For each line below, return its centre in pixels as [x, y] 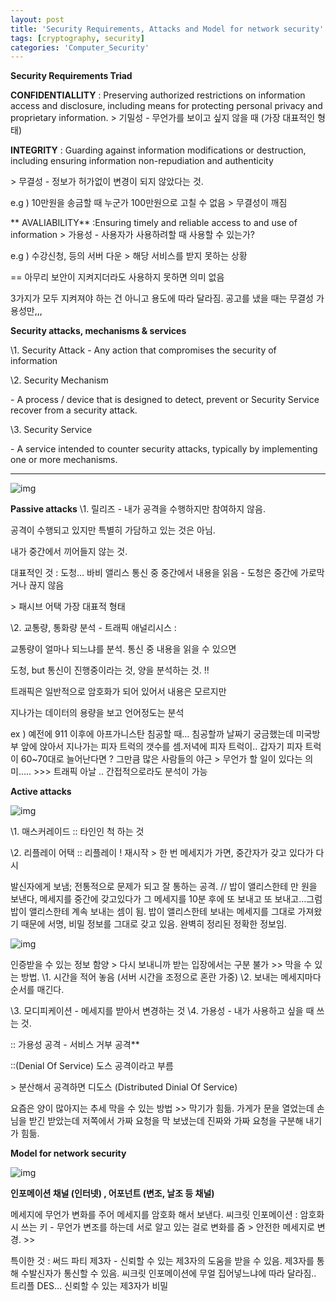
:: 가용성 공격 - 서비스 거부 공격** [75, 1045]
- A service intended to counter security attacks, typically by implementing [164, 449]
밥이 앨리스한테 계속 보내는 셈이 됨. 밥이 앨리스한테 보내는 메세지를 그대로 [153, 912]
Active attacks [41, 792]
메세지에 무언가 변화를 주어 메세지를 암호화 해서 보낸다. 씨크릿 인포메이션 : [154, 1215]
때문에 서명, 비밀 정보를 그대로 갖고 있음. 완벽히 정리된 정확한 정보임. [153, 924]
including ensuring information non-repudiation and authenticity [142, 161]
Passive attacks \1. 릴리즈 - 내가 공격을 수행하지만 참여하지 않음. [138, 509]
